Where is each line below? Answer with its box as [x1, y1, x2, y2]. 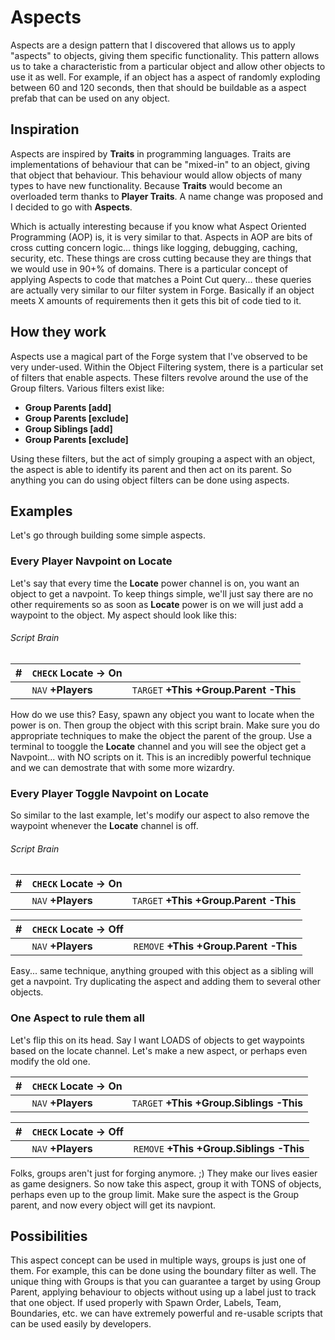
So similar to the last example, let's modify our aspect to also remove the [10, 809, 310, 821]
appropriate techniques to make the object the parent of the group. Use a [10, 729, 313, 741]
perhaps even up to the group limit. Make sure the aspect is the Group [10, 1188, 300, 1200]
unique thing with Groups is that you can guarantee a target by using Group [10, 1276, 322, 1288]
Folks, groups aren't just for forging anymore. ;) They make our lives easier [10, 1167, 318, 1179]
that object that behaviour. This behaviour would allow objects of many [10, 169, 303, 181]
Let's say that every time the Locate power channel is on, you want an [10, 577, 300, 589]
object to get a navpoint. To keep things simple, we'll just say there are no [10, 587, 314, 600]
